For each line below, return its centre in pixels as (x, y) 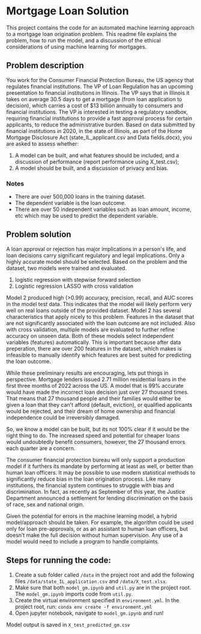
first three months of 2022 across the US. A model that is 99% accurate (95, 385)
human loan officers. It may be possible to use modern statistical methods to (101, 472)
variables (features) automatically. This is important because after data (94, 342)
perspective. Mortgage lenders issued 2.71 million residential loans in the (96, 379)
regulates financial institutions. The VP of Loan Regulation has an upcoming (100, 86)
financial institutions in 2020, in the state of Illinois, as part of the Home (94, 131)
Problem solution (39, 235)
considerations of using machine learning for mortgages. (76, 47)
